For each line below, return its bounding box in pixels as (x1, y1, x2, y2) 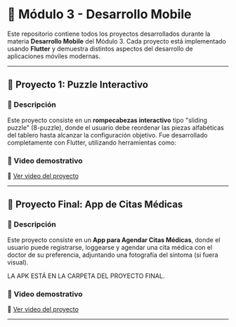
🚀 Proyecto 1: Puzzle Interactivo (7, 79, 149, 91)
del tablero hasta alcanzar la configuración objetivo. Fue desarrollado (7, 131, 208, 139)
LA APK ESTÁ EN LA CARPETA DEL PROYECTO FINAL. (7, 272, 165, 280)
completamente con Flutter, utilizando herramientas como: (7, 138, 177, 147)
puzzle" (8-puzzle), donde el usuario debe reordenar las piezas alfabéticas (7, 123, 225, 132)
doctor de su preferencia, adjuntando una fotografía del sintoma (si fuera (7, 251, 218, 259)
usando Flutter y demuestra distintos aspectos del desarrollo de (7, 44, 193, 53)
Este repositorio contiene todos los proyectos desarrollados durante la (7, 29, 211, 38)
